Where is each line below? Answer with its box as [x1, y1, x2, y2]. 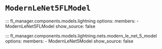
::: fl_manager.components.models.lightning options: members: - [5, 18, 139, 24]
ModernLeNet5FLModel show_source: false [5, 23, 96, 29]
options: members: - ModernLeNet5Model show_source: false [5, 38, 134, 44]
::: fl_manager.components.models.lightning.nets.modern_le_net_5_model [5, 33, 157, 39]
